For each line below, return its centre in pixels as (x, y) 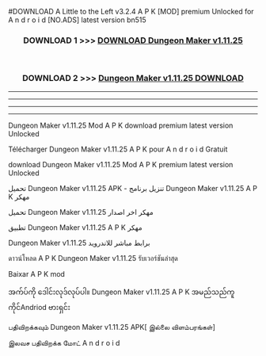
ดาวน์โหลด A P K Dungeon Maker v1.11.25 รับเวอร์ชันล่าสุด (93, 258)
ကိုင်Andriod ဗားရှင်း (40, 307)
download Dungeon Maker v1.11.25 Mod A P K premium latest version (121, 164)
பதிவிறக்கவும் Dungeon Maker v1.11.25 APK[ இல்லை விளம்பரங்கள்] (112, 327)
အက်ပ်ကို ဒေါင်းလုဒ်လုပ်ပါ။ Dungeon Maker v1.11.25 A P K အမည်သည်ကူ (122, 292)
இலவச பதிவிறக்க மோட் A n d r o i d (64, 343)
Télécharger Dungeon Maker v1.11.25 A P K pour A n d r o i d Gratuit (118, 149)
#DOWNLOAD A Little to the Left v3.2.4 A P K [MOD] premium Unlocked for (131, 11)
